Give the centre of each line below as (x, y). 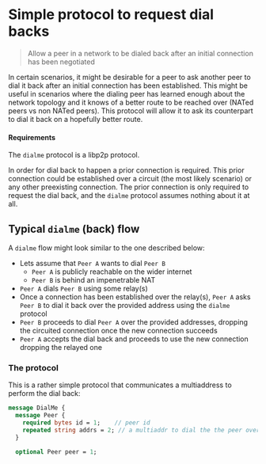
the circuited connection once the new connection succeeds (118, 330)
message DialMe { (37, 408)
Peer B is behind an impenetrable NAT (93, 280)
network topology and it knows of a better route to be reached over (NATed (131, 102)
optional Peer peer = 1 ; (56, 452)
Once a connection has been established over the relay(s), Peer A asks (135, 297)
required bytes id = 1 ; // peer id (86, 423)
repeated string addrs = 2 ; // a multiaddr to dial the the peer (133, 430)
